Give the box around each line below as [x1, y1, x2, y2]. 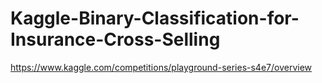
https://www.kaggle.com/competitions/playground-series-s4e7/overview [10, 61, 313, 73]
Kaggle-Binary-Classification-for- [10, 7, 300, 30]
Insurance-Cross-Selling [10, 28, 221, 51]
